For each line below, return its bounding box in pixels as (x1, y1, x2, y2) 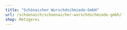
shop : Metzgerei (5, 17, 40, 22)
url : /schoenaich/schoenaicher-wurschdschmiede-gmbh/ (5, 12, 122, 17)
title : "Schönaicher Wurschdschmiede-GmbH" (5, 7, 99, 13)
